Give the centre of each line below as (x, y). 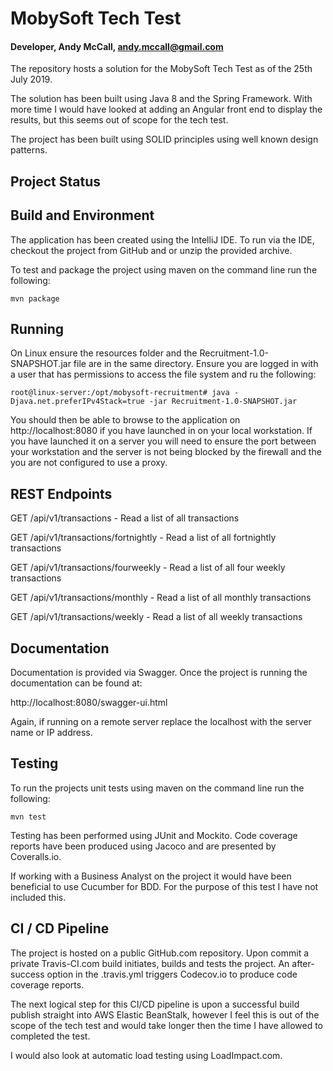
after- (303, 963)
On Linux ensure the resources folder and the (104, 353)
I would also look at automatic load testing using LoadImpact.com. (146, 1055)
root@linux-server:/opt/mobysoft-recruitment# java (120, 393)
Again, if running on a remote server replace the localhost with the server (161, 722)
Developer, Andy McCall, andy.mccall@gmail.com (117, 46)
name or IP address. (51, 733)
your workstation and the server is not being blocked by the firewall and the (166, 452)
